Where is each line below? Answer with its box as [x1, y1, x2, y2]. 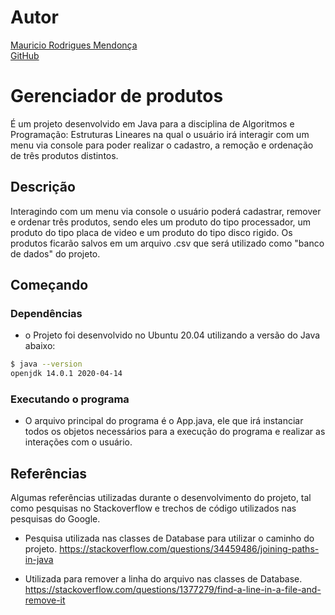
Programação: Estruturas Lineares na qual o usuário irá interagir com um [10, 128, 310, 140]
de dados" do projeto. [10, 247, 101, 260]
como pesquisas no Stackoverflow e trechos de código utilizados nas [10, 502, 297, 515]
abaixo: [24, 340, 56, 352]
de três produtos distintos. [10, 149, 119, 161]
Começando [10, 277, 89, 294]
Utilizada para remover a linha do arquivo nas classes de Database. [24, 573, 303, 585]
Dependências [10, 307, 83, 320]
